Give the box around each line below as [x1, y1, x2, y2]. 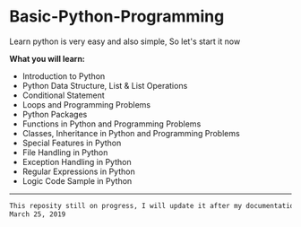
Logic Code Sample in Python [21, 175, 133, 186]
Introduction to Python [21, 70, 106, 82]
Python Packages [21, 109, 88, 119]
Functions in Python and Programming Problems [21, 118, 202, 129]
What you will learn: [9, 53, 85, 64]
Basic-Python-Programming [9, 6, 225, 27]
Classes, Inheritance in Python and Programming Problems [21, 127, 240, 138]
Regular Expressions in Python [21, 166, 136, 177]
